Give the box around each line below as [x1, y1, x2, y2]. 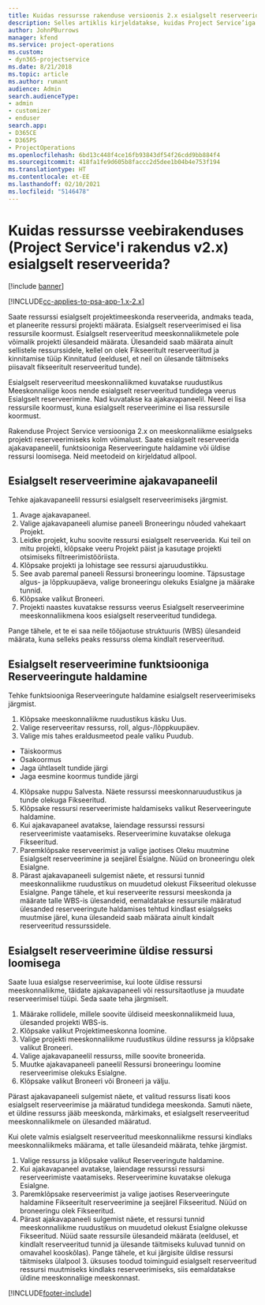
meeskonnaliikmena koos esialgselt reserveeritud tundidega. [19, 611, 217, 620]
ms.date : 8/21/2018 [8, 63, 73, 71]
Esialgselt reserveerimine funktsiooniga [8, 657, 209, 671]
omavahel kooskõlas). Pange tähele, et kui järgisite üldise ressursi [19, 1248, 233, 1257]
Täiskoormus [19, 746, 62, 756]
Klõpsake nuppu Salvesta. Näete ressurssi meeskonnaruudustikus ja [19, 787, 242, 797]
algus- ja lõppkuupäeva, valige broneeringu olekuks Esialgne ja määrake [19, 578, 255, 587]
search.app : [8, 122, 47, 129]
